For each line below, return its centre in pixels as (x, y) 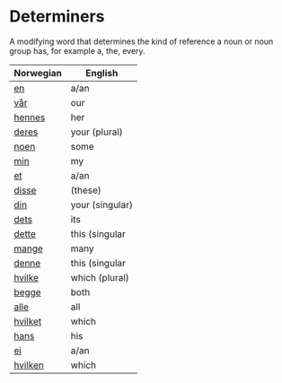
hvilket (28, 321)
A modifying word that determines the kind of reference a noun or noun (141, 41)
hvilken (29, 365)
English (101, 73)
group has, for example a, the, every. (77, 50)
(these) (86, 190)
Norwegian (38, 73)
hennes (30, 117)
